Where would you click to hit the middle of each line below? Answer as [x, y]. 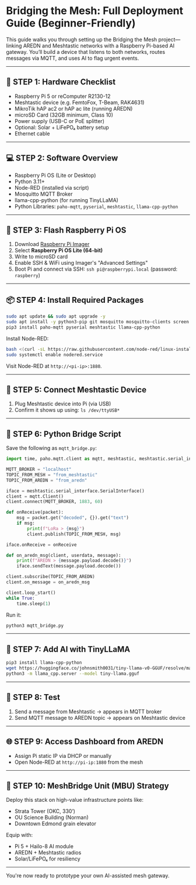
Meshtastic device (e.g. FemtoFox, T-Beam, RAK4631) [79, 102]
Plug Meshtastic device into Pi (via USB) [63, 404]
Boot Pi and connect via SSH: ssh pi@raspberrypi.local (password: [96, 269]
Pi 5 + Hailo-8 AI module [44, 846]
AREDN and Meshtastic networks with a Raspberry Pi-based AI [99, 46]
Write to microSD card [41, 257]
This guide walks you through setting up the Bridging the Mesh [82, 39]
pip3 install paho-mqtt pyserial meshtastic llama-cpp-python [83, 327]
